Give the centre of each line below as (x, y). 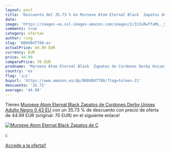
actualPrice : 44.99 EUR (30, 48)
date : (11, 19)
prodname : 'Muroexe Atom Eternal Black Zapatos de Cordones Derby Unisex (86, 66)
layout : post (19, 10)
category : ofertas (25, 33)
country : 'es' (20, 71)
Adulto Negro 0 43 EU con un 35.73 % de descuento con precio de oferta (82, 110)
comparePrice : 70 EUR (28, 62)
